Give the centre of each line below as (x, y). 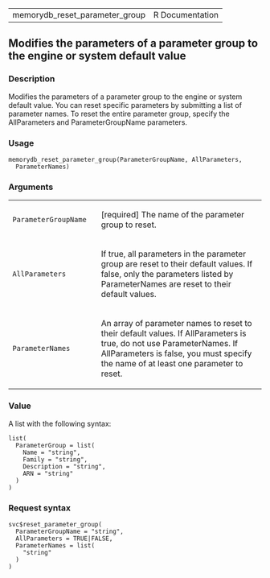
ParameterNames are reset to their (166, 284)
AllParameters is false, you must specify (176, 353)
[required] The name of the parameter (173, 215)
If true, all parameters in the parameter (174, 254)
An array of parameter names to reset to (176, 324)
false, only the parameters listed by (167, 275)
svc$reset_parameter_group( (55, 524)
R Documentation (186, 15)
